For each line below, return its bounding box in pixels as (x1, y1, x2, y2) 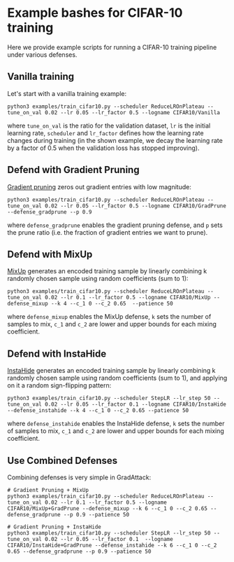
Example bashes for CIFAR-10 (7, 5, 183, 21)
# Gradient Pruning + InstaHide (7, 523, 101, 530)
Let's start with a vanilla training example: (7, 89, 127, 97)
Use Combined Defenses (7, 454, 118, 467)
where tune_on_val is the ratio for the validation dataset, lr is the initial (7, 121, 211, 130)
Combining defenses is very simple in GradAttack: (7, 473, 152, 481)
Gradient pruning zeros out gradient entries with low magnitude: (7, 182, 192, 191)
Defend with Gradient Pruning (7, 164, 140, 176)
